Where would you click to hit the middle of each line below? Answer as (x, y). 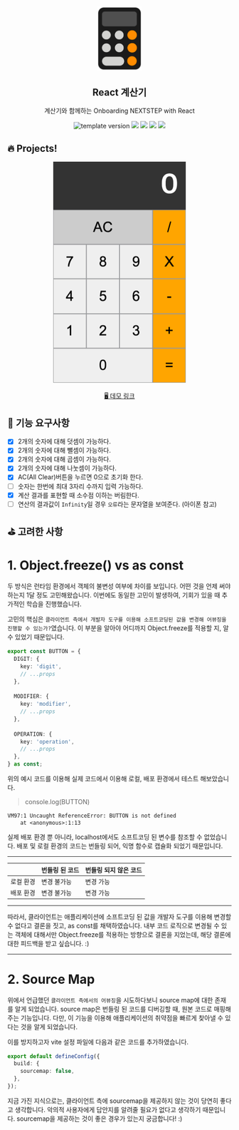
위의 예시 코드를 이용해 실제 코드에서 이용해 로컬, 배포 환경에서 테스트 (103, 779)
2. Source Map (51, 979)
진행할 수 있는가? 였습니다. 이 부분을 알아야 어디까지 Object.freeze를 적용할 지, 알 (118, 628)
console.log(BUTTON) (57, 802)
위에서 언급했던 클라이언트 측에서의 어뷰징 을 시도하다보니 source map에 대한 (110, 1000)
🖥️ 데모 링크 (119, 396)
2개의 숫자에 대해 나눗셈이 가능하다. (67, 468)
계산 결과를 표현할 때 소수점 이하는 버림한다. (79, 495)
